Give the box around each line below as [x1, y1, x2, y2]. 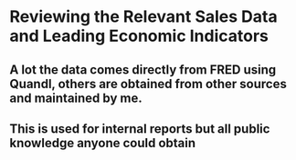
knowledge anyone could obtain [9, 135, 196, 151]
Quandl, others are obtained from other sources [9, 75, 288, 92]
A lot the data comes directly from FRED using [9, 62, 277, 77]
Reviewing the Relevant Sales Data [9, 6, 278, 27]
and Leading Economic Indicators [9, 25, 270, 46]
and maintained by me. [9, 90, 143, 105]
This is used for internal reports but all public [9, 121, 270, 136]
